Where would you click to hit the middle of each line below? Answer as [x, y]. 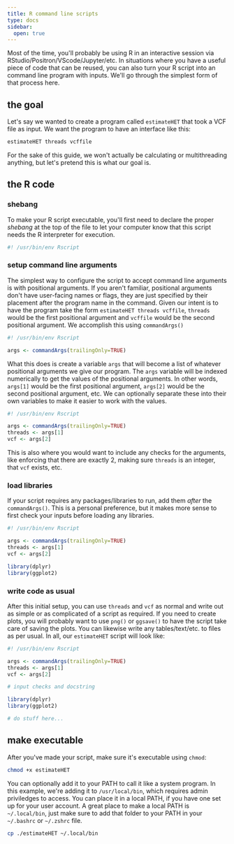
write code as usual [41, 591]
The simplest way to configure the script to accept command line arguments [117, 280]
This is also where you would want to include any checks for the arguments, [117, 453]
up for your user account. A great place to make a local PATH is [98, 806]
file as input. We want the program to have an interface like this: [99, 129]
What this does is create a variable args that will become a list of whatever [114, 363]
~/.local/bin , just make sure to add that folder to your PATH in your [105, 813]
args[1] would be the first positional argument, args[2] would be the [106, 386]
